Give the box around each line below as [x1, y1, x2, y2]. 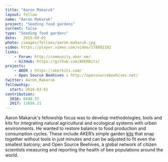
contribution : [5, 92, 35, 97]
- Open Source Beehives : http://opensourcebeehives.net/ [14, 73, 138, 78]
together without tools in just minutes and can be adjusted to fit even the [5, 136, 155, 142]
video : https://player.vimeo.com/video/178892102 [5, 45, 112, 50]
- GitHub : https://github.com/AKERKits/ [14, 59, 100, 64]
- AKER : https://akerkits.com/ [14, 68, 82, 73]
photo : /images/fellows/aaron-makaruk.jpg [5, 40, 96, 45]
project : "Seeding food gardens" [5, 21, 75, 27]
